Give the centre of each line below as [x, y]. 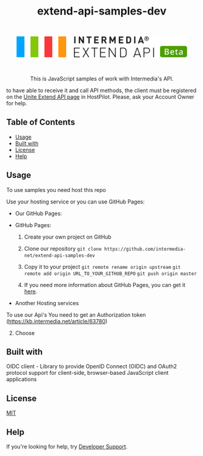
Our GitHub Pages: [38, 213]
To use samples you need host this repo [56, 190]
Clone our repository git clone [63, 248]
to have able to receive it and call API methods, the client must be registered [101, 91]
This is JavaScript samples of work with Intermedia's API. [102, 79]
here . [31, 291]
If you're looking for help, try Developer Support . [67, 447]
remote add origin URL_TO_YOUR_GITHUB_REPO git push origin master [110, 274]
